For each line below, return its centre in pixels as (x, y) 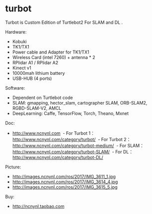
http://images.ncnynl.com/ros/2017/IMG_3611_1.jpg (64, 176)
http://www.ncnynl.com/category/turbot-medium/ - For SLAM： (78, 145)
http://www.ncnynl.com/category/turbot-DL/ (58, 157)
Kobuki (19, 41)
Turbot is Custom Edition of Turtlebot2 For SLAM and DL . (64, 22)
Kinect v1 (22, 68)
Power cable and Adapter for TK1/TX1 (51, 52)
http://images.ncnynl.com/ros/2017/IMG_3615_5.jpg (65, 187)
